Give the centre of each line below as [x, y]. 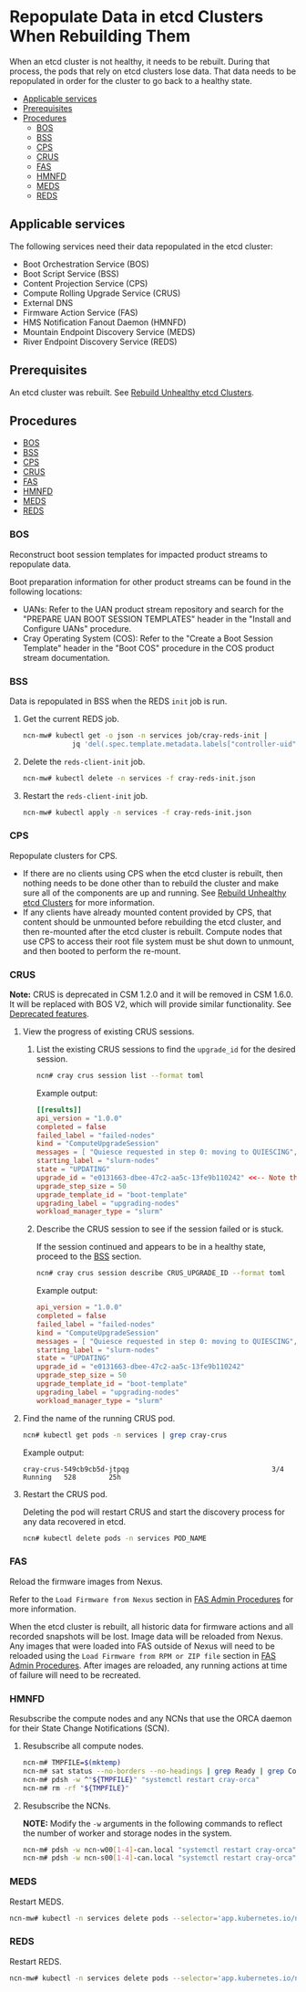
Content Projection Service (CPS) [85, 283]
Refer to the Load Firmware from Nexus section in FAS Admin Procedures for [152, 1599]
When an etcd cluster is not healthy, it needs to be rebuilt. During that [140, 61]
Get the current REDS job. [71, 718]
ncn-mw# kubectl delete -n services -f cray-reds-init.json [139, 778]
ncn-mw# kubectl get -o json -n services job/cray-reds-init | [145, 735]
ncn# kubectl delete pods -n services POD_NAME [114, 1538]
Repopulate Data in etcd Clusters [137, 17]
